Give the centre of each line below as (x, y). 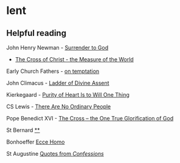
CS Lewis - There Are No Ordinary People (59, 106)
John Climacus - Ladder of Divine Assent (58, 83)
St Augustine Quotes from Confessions (55, 154)
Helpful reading (36, 33)
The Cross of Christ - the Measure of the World (74, 59)
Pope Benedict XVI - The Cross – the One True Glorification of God (90, 118)
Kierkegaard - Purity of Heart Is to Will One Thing (68, 95)
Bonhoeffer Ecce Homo (36, 142)
